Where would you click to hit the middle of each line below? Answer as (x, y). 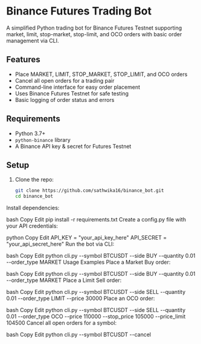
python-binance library (43, 139)
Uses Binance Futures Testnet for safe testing (72, 93)
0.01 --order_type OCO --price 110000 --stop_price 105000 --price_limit (96, 317)
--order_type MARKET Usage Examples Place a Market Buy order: (88, 262)
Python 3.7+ (30, 133)
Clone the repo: (34, 180)
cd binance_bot (34, 196)
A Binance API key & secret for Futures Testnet (73, 146)
